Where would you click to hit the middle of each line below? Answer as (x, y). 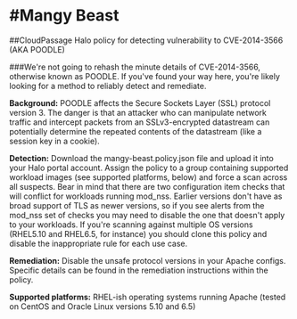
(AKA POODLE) (37, 49)
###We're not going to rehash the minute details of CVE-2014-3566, (135, 67)
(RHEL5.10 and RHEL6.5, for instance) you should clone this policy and (138, 233)
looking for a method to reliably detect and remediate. (108, 86)
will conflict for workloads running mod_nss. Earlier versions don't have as (146, 196)
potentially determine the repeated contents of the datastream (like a (136, 131)
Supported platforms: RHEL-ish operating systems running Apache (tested (148, 297)
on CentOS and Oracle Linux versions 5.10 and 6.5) (103, 306)
